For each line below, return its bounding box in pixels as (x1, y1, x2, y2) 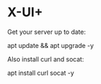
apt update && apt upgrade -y (7, 41, 94, 49)
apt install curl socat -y (7, 68, 74, 77)
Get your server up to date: (7, 28, 86, 36)
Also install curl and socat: (7, 54, 85, 64)
